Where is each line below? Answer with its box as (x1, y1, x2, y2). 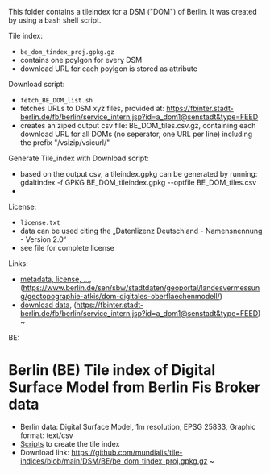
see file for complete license (19, 243, 114, 252)
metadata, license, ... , (19, 274, 92, 284)
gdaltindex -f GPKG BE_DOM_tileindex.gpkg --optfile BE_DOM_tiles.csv (19, 177, 257, 187)
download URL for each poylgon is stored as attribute (19, 64, 197, 73)
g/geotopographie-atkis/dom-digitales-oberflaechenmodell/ (19, 292, 220, 301)
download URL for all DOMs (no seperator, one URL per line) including (19, 129, 253, 139)
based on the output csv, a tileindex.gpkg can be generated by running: (19, 169, 258, 178)
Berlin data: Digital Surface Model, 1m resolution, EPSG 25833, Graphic (19, 422, 256, 431)
